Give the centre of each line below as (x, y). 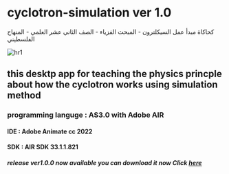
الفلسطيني (21, 39)
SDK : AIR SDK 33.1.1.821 (43, 147)
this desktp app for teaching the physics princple (115, 74)
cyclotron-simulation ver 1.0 (89, 13)
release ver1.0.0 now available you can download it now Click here (105, 163)
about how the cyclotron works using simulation (112, 85)
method (24, 95)
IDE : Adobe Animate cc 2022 (50, 131)
